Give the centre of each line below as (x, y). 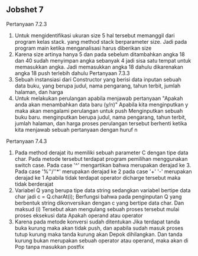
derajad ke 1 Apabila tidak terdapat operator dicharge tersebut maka (98, 177)
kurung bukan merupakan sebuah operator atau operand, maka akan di (101, 240)
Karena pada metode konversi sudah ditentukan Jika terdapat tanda (97, 222)
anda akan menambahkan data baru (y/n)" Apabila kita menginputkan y (101, 104)
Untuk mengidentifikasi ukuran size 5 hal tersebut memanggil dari (95, 35)
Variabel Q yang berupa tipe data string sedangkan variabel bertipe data (103, 190)
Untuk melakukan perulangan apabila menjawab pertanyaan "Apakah (99, 98)
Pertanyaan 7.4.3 (27, 141)
